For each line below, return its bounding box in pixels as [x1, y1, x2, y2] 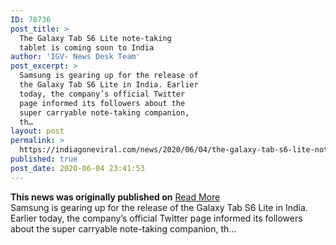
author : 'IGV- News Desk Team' [10, 52, 141, 62]
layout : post [10, 126, 65, 136]
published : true [10, 154, 78, 164]
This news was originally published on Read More [10, 191, 221, 203]
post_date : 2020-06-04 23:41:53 [10, 163, 145, 173]
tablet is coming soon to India [19, 42, 155, 53]
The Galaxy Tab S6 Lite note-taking [19, 33, 172, 43]
